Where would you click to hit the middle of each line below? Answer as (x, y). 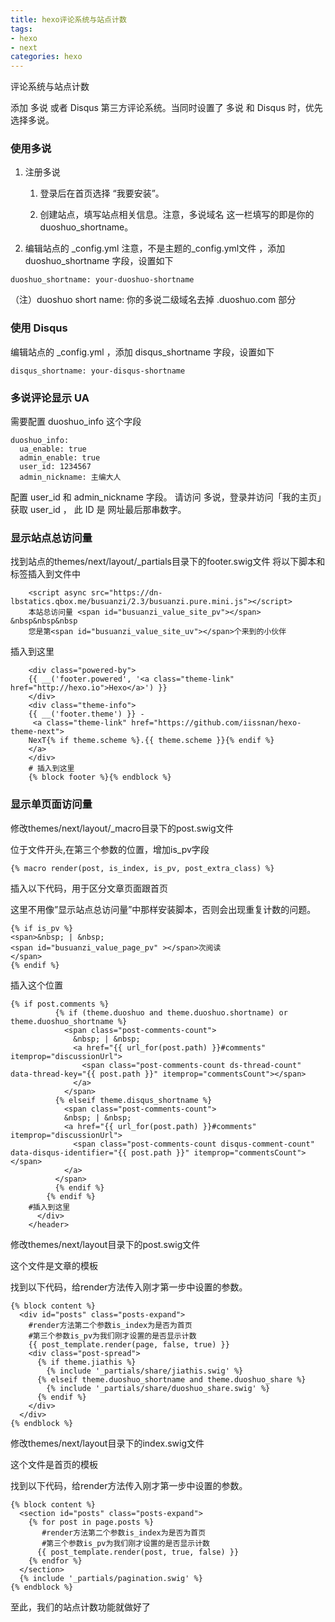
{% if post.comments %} (60, 1004)
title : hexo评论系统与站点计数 (68, 19)
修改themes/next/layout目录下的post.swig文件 (105, 1244)
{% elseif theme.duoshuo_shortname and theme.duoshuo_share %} (171, 1379)
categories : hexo (46, 57)
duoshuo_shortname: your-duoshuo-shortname (102, 280)
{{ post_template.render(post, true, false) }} (138, 1552)
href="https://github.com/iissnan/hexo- (216, 723)
